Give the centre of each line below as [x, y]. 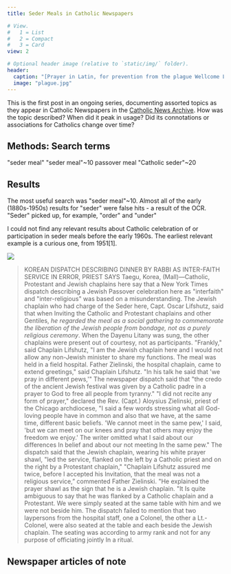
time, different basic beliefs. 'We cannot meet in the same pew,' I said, [123, 423]
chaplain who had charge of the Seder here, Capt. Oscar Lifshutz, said [124, 306]
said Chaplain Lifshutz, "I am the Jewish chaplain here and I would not [123, 350]
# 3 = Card [26, 45]
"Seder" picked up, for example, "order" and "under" [82, 216]
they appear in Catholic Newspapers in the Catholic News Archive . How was [115, 110]
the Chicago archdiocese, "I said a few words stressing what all [114, 408]
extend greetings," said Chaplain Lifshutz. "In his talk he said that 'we [122, 372]
